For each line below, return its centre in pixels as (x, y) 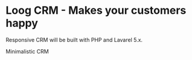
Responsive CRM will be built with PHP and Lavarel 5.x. (74, 40)
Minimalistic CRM (27, 51)
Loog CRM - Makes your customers (96, 10)
